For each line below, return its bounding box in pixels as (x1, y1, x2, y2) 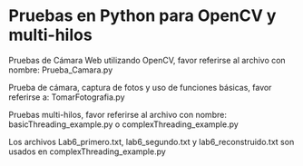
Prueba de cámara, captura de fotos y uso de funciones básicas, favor (8, 82, 272, 93)
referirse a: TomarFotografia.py (8, 92, 125, 103)
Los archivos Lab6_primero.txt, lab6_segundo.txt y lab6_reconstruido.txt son (8, 136, 295, 147)
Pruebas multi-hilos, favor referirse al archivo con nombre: (8, 109, 228, 120)
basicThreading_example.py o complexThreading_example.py (8, 119, 239, 130)
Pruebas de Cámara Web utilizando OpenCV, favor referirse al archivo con (8, 54, 287, 65)
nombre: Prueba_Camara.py (8, 64, 113, 75)
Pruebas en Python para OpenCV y (8, 5, 277, 26)
